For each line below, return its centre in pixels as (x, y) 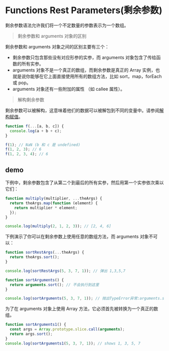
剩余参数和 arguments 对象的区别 (52, 36)
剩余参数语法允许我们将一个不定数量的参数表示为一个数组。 (67, 25)
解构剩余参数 (31, 99)
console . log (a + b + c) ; (36, 131)
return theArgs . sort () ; (34, 257)
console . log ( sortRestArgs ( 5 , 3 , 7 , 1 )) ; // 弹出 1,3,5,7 (65, 271)
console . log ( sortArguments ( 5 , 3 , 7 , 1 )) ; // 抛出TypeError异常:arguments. (84, 299)
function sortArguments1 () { (36, 325)
